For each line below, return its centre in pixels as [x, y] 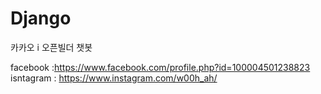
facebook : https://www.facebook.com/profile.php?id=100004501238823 [160, 67]
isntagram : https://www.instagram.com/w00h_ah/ [114, 78]
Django [41, 18]
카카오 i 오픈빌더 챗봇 [51, 47]
